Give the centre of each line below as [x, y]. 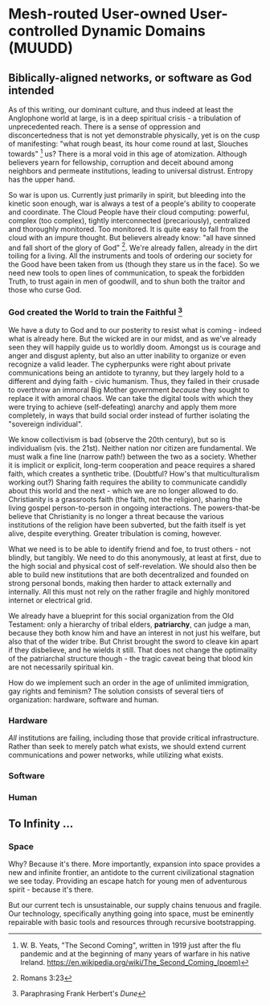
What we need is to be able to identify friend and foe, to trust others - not [130, 549]
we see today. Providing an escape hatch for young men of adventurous [128, 881]
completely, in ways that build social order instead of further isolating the [129, 415]
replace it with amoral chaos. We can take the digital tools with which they [131, 399]
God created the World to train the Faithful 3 [96, 312]
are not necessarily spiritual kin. [61, 667]
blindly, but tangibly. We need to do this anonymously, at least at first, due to [135, 558]
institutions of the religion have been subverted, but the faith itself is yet [127, 525]
